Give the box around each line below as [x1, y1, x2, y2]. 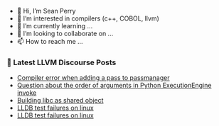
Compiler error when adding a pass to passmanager [16, 74, 170, 82]
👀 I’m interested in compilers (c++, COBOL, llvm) [16, 14, 159, 23]
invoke [16, 88, 37, 97]
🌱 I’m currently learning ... [16, 22, 93, 30]
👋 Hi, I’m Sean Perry [16, 7, 76, 15]
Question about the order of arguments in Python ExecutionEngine [16, 81, 212, 90]
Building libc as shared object [16, 96, 104, 105]
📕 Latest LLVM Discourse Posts [6, 57, 117, 67]
